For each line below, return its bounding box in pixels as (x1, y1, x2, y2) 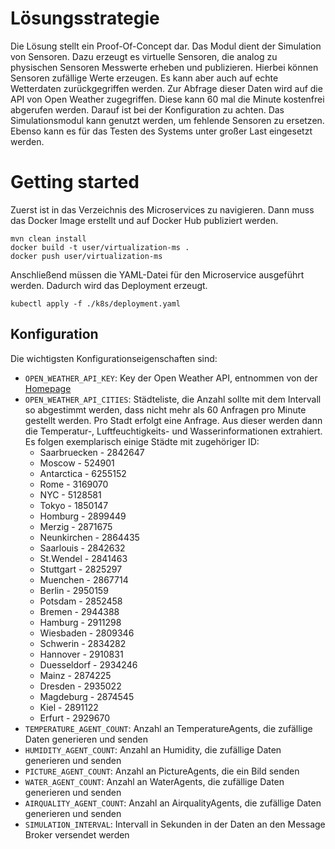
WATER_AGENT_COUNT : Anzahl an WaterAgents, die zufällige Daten (24, 775, 285, 787)
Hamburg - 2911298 (39, 616, 122, 628)
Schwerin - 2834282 (39, 637, 127, 649)
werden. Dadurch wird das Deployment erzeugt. (10, 279, 208, 291)
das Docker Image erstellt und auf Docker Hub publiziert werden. (10, 214, 279, 226)
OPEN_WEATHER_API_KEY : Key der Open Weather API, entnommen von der (24, 372, 318, 384)
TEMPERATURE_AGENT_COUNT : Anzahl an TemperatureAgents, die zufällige (24, 722, 313, 734)
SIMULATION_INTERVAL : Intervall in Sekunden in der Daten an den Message (24, 818, 326, 830)
